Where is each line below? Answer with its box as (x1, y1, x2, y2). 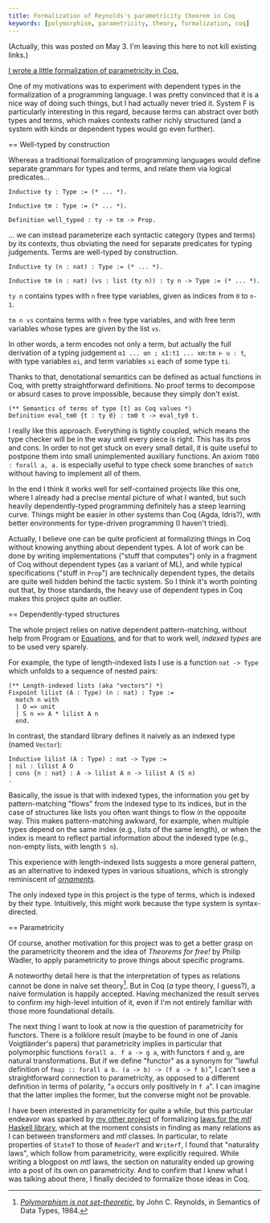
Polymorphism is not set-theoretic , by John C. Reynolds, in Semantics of (19, 1197, 260, 1207)
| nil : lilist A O (8, 762, 74, 770)
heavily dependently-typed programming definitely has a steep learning (8, 500, 247, 511)
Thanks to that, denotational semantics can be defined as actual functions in (8, 372, 262, 381)
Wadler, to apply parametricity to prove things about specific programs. (8, 955, 245, 965)
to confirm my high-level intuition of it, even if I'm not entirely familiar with (8, 998, 253, 1007)
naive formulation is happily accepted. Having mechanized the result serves (8, 989, 260, 999)
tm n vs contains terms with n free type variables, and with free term (8, 315, 235, 324)
